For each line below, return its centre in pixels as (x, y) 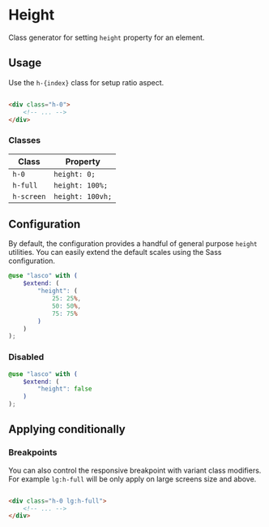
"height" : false (65, 389)
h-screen (29, 196)
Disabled (26, 357)
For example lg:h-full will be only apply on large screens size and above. (132, 479)
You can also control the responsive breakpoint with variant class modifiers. (135, 470)
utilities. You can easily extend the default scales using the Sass (115, 253)
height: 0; (75, 174)
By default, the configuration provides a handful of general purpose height (133, 244)
